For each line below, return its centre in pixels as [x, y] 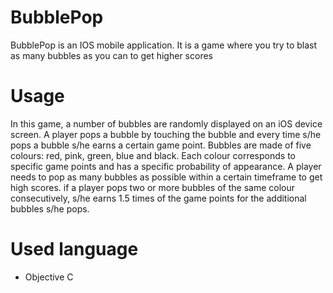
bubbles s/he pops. [50, 208]
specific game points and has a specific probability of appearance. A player [166, 166]
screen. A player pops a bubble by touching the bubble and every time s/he [166, 134]
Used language [74, 249]
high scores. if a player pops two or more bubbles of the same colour [152, 187]
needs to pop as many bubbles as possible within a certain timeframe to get [166, 177]
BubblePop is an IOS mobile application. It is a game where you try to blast [164, 45]
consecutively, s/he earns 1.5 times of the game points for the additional [158, 198]
